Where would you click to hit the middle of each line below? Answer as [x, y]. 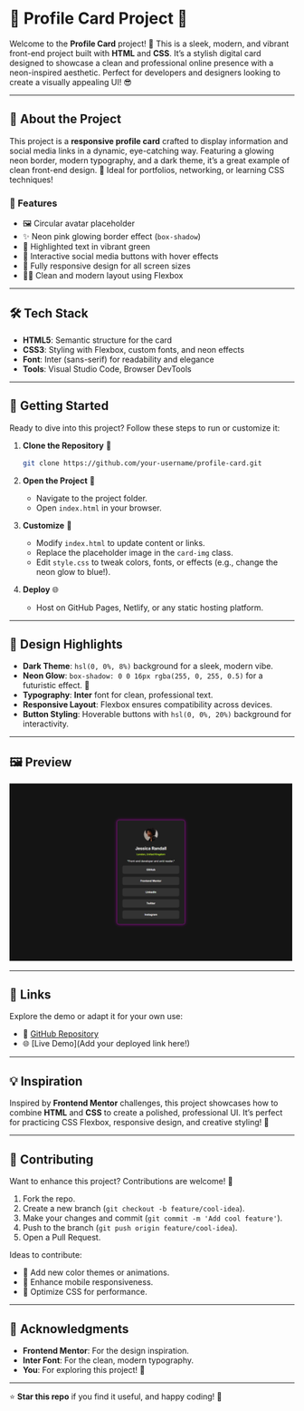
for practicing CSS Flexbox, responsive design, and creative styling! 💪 [139, 1123]
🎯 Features [33, 203]
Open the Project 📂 [58, 481]
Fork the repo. [49, 1199]
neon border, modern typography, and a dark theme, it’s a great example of [150, 160]
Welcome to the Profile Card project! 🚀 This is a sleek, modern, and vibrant [149, 44]
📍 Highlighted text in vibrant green [86, 247]
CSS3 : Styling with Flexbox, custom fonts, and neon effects [133, 349]
